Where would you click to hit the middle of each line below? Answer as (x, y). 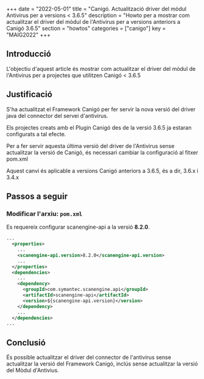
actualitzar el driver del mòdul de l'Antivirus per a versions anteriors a (93, 22)
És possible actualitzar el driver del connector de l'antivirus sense (89, 358)
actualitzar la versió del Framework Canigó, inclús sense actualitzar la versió (102, 364)
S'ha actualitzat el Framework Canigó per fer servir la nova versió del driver (101, 109)
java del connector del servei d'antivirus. (57, 116)
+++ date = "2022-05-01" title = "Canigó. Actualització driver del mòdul (97, 9)
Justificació (30, 94)
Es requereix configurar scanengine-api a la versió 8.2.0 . (78, 227)
